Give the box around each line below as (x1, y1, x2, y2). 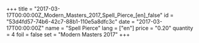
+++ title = (6, 5, 33, 12)
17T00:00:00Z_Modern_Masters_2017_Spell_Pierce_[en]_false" (6, 12, 163, 19)
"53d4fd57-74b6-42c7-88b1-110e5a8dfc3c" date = (6, 18, 135, 25)
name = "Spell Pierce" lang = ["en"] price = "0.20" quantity (45, 24, 194, 31)
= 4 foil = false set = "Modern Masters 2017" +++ (6, 31, 130, 38)
